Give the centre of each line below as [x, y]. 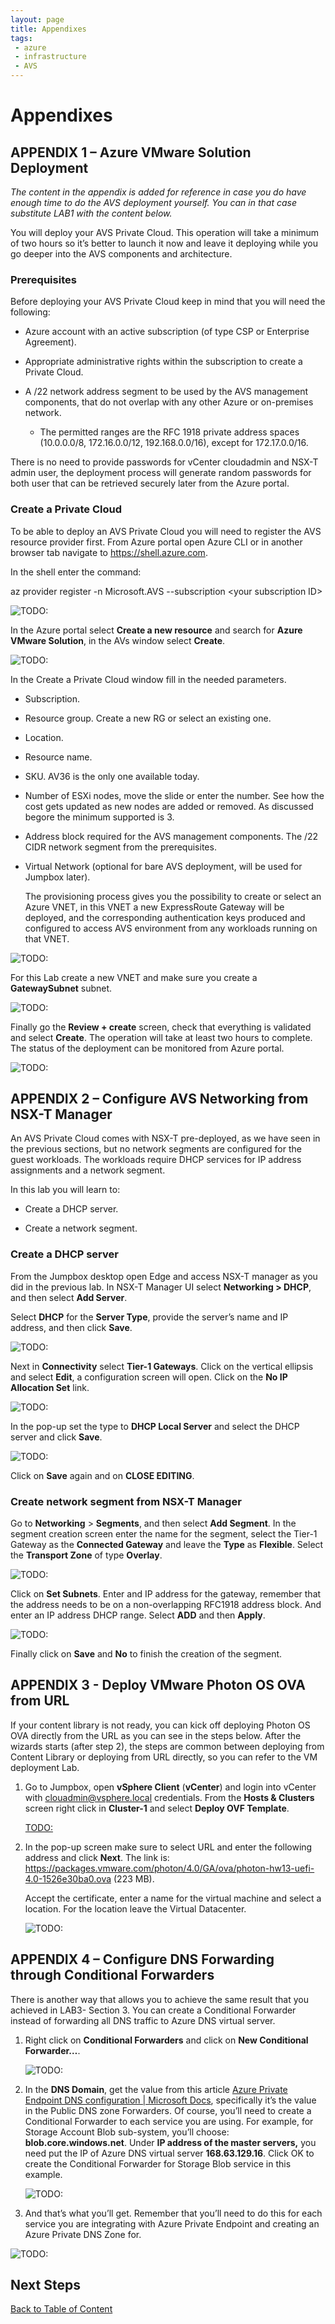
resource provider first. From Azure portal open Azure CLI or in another [156, 542]
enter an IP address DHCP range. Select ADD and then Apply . [138, 1615]
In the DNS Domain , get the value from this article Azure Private [156, 2089]
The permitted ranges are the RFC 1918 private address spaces [169, 432]
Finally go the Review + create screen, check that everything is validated [161, 1027]
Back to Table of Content [61, 2309]
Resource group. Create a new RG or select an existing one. [148, 718]
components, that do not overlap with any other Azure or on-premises [169, 402]
